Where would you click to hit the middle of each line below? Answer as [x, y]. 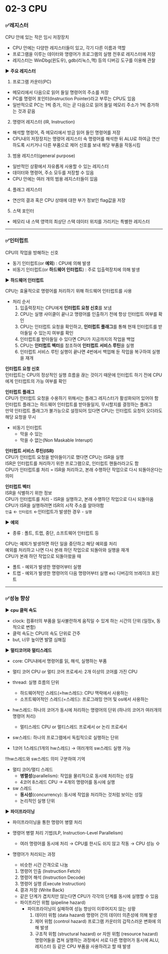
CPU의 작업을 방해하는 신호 [32, 252]
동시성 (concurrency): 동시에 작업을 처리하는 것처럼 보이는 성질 [81, 795]
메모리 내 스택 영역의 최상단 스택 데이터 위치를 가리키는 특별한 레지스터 [81, 222]
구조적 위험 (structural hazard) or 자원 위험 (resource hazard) [96, 934]
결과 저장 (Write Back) [42, 890]
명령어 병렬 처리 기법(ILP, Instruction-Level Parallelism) [68, 833]
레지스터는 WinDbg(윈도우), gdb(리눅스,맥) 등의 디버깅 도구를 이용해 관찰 [84, 60]
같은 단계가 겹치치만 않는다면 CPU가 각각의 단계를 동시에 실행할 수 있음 [89, 896]
